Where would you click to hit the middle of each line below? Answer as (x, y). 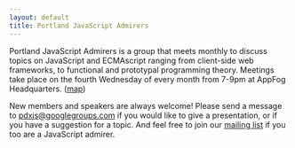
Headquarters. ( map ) (48, 89)
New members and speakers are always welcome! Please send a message (146, 105)
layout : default (39, 17)
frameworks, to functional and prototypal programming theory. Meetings (142, 70)
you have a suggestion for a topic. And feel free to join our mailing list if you (147, 124)
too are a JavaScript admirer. (62, 134)
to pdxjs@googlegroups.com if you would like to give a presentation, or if (144, 115)
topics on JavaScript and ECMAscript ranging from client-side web (132, 60)
